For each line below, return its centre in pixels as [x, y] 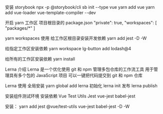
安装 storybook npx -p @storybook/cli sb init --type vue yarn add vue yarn [80, 7]
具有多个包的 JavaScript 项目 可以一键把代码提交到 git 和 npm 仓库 [76, 75]
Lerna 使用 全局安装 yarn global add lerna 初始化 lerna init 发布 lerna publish [81, 86]
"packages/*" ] [20, 28]
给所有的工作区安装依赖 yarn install [40, 59]
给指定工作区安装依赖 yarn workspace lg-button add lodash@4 [68, 48]
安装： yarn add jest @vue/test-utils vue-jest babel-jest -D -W [67, 106]
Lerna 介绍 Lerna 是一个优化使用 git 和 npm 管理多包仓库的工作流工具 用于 [80, 69]
